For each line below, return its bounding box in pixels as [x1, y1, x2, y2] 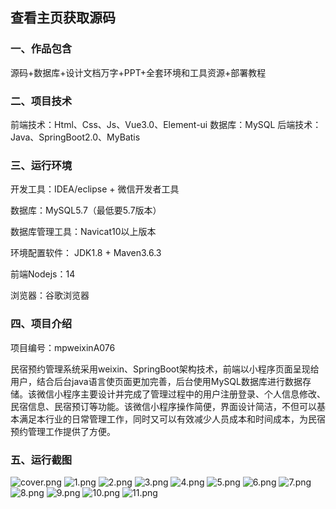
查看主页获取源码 [10, 9, 116, 27]
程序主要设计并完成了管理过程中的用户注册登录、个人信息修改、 [62, 388, 326, 400]
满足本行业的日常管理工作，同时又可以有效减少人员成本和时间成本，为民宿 [18, 413, 326, 425]
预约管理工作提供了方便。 [10, 425, 116, 437]
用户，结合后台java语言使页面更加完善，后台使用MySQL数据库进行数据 [10, 375, 303, 387]
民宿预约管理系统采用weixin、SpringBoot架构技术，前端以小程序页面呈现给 [10, 363, 320, 375]
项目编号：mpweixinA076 [10, 341, 116, 353]
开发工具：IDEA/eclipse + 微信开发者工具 [10, 183, 180, 195]
